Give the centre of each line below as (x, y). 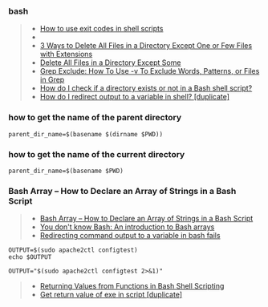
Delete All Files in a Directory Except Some (110, 63)
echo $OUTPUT (30, 257)
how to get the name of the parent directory (95, 118)
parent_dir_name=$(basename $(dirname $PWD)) (85, 134)
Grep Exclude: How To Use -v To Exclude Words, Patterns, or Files (150, 71)
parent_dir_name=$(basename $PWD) (66, 171)
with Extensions (66, 55)
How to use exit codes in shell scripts (102, 29)
